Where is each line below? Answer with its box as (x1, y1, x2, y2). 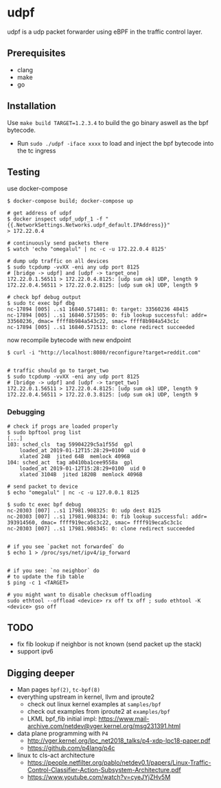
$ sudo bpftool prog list (7, 429, 81, 436)
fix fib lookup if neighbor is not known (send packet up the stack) (16, 640, 202, 649)
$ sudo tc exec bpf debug (7, 501, 81, 508)
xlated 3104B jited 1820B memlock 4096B (19, 471, 143, 478)
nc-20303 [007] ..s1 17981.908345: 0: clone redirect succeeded (7, 525, 195, 532)
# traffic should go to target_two (7, 368, 109, 374)
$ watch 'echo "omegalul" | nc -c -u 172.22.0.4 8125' (7, 246, 167, 253)
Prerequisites (7, 47, 66, 59)
